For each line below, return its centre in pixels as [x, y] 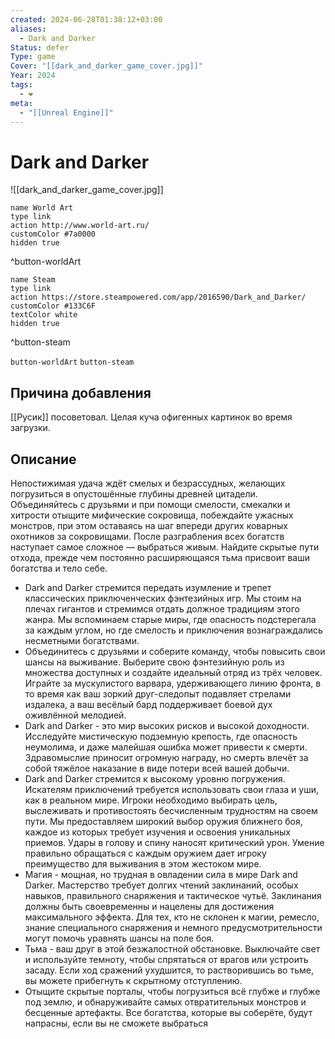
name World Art [42, 208]
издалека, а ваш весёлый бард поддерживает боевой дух [148, 704]
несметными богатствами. [82, 640]
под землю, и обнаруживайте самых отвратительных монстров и [165, 1002]
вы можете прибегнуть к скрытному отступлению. [133, 980]
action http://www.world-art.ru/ [80, 226]
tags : [21, 85]
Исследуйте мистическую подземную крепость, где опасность [161, 736]
